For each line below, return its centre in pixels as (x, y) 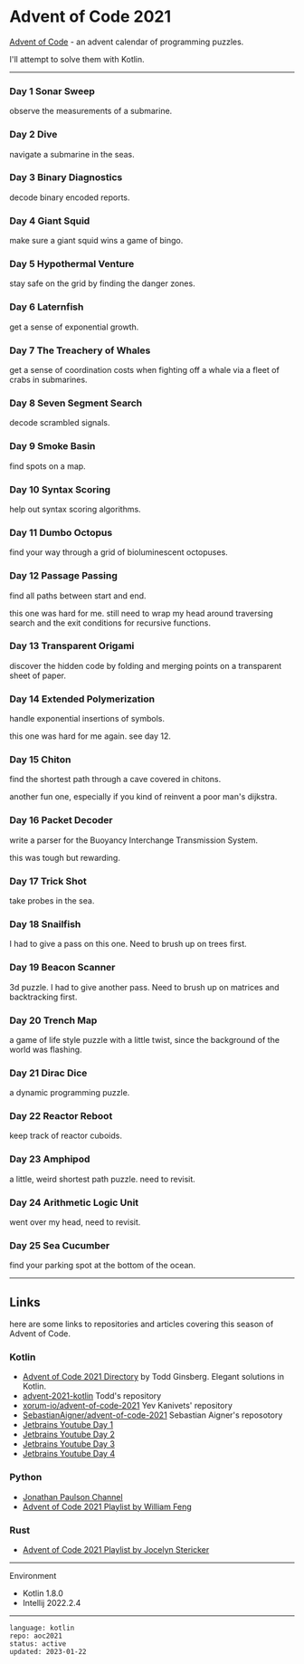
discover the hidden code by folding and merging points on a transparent (146, 665)
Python (26, 1478)
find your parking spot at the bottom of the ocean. (103, 1266)
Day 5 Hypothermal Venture (72, 264)
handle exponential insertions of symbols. (87, 719)
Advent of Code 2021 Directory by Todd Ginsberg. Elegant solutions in (153, 1377)
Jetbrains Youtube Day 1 (68, 1425)
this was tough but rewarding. (65, 857)
